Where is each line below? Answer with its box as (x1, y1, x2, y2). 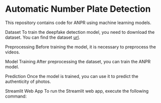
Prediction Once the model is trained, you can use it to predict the (5, 73, 139, 79)
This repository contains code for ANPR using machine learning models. (5, 20, 152, 26)
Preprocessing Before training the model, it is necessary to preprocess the (5, 44, 156, 50)
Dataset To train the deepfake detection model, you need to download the (5, 29, 155, 35)
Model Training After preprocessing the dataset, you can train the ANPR (5, 58, 151, 64)
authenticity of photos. (5, 78, 51, 84)
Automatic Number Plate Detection (5, 3, 151, 15)
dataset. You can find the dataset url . (5, 34, 80, 40)
